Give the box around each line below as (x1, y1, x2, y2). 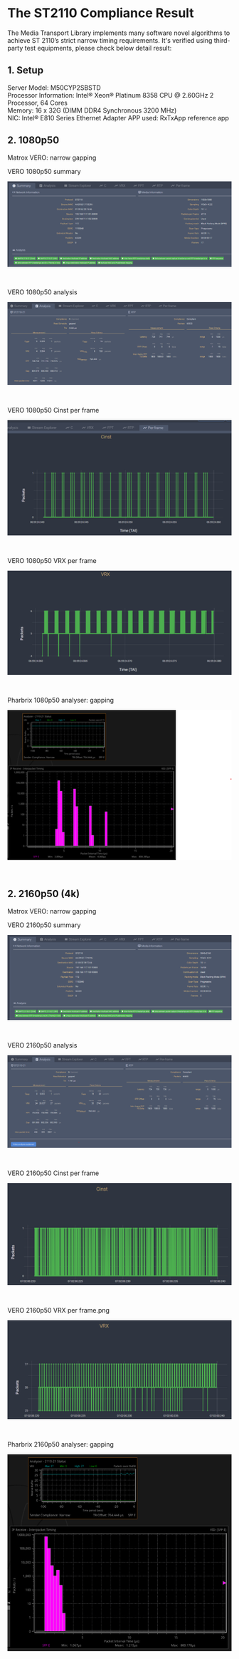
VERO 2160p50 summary (7, 921, 81, 929)
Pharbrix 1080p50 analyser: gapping (7, 696, 115, 704)
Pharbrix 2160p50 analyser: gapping (7, 1440, 114, 1449)
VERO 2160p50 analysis (7, 1041, 78, 1050)
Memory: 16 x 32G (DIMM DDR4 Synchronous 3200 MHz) (7, 105, 177, 115)
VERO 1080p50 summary (7, 167, 81, 175)
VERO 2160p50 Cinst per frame (7, 1169, 100, 1177)
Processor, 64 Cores (7, 98, 68, 107)
